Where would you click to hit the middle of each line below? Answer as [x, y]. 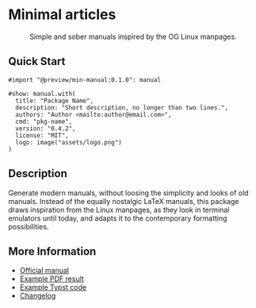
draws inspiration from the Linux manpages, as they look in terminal [119, 210]
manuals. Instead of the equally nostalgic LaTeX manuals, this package [124, 201]
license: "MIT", [42, 135]
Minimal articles [62, 15]
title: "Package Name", [54, 101]
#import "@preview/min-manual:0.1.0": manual [84, 80]
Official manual [44, 271]
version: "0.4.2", [46, 129]
